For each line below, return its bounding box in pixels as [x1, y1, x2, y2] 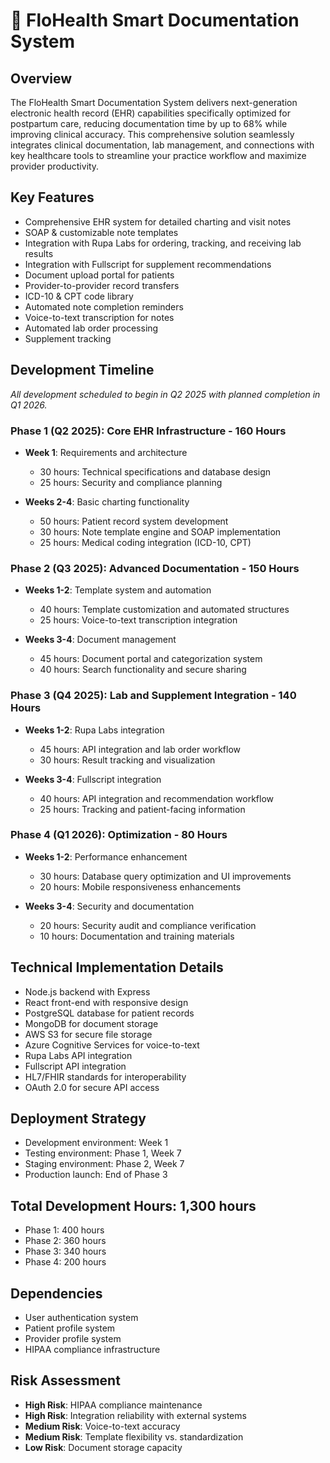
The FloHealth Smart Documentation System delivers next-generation [10, 97, 298, 108]
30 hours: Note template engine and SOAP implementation [39, 525, 282, 538]
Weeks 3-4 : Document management [24, 634, 177, 646]
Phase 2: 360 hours [24, 1235, 107, 1247]
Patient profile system [24, 1322, 116, 1334]
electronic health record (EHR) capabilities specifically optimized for [10, 107, 292, 119]
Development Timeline [10, 362, 155, 379]
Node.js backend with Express [24, 985, 151, 998]
